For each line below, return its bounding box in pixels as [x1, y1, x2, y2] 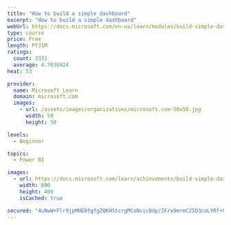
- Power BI [13, 157, 45, 164]
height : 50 [25, 119, 57, 126]
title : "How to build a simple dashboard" [7, 10, 131, 17]
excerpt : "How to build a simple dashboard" [7, 17, 137, 23]
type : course [7, 29, 45, 37]
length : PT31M [7, 42, 48, 49]
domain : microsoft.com [13, 93, 78, 100]
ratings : [7, 49, 32, 56]
